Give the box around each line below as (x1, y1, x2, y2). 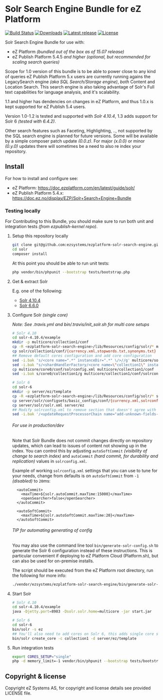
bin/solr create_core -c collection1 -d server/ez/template (12, 636, 137, 641)
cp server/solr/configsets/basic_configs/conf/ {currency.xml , (12, 398, 141, 403)
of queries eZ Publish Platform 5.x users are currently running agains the (5, 73, 151, 79)
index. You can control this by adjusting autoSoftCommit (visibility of (12, 448, 147, 453)
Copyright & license (5, 672, 66, 681)
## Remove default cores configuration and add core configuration (12, 353, 152, 358)
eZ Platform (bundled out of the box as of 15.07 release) (12, 49, 125, 54)
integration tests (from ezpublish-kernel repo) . (5, 224, 98, 230)
